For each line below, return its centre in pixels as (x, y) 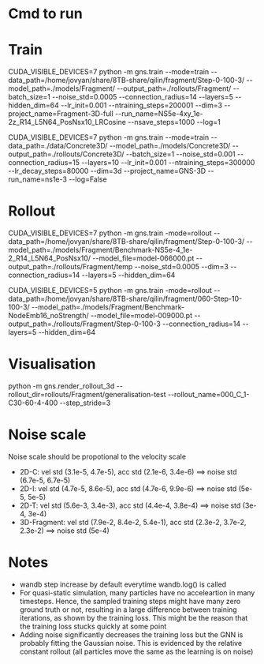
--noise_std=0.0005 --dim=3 (181, 267)
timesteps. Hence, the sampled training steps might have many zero (130, 601)
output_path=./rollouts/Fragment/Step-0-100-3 (85, 324)
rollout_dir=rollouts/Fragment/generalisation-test (87, 394)
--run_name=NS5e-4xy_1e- (159, 114)
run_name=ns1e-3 (37, 179)
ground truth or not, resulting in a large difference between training (128, 610)
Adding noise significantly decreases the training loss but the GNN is (131, 634)
